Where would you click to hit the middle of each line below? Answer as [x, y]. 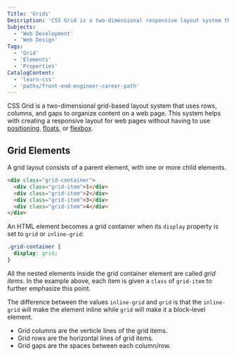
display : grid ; [36, 253]
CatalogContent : [31, 73]
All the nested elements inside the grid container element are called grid [111, 273]
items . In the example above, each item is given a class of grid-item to [110, 281]
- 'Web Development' [44, 33]
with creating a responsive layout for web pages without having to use [109, 121]
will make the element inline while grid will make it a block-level [113, 309]
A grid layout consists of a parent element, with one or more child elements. [117, 168]
